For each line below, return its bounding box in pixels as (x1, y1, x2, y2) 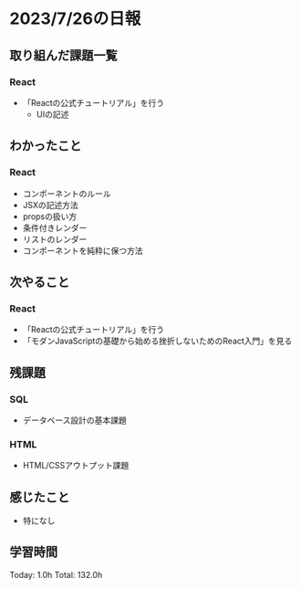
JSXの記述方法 (22, 199, 79, 210)
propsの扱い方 (22, 211, 78, 222)
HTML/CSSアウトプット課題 (22, 460, 130, 471)
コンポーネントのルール (22, 188, 111, 199)
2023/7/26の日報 (9, 8, 141, 29)
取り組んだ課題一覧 (9, 47, 118, 63)
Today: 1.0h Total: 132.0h (9, 569, 103, 580)
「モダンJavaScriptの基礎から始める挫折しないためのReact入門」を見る (22, 335, 293, 347)
